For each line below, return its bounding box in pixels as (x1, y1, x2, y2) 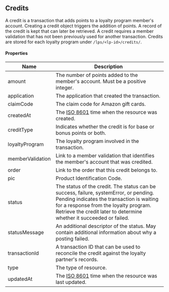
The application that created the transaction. (55, 93, 160, 100)
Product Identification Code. (55, 175, 122, 182)
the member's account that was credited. (55, 159, 153, 166)
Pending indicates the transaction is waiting (55, 196, 158, 203)
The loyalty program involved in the (55, 138, 139, 145)
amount (8, 78, 26, 85)
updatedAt (8, 275, 33, 282)
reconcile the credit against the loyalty (55, 250, 146, 257)
